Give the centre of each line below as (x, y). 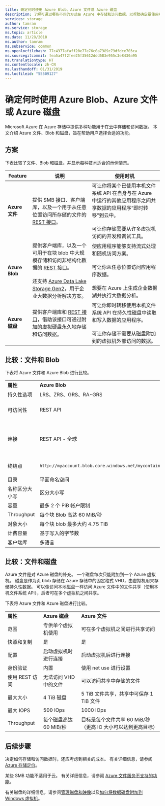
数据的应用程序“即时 (120, 208)
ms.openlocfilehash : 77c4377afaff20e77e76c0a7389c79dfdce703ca (71, 51)
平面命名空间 (55, 480)
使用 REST (19, 677)
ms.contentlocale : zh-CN (30, 65)
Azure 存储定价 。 (23, 765)
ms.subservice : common (28, 46)
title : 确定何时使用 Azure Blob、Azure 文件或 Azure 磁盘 (61, 10)
